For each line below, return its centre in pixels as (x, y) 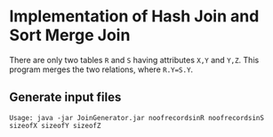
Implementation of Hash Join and (134, 16)
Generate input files (65, 97)
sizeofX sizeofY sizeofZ (55, 125)
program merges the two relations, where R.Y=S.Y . (101, 69)
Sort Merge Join (70, 35)
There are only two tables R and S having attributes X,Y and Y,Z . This (134, 60)
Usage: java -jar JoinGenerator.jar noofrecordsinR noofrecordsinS (137, 117)
